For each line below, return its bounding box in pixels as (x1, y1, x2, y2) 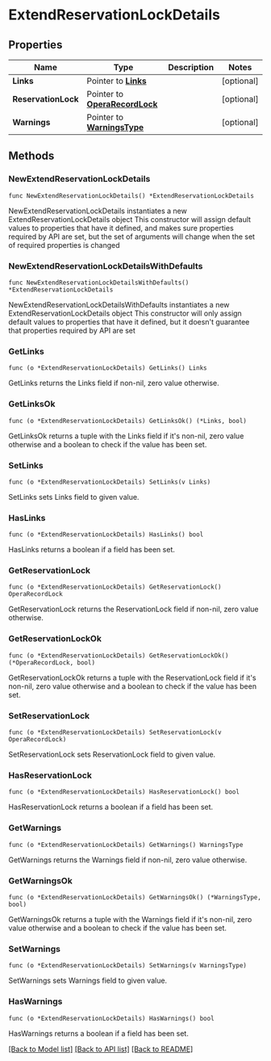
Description (168, 62, 215, 73)
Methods (8, 149, 55, 163)
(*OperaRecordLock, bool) (8, 658, 95, 667)
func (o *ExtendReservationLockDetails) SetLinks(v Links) (8, 478, 211, 486)
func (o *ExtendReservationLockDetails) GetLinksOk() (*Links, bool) (8, 417, 248, 425)
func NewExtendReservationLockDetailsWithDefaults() (8, 279, 190, 287)
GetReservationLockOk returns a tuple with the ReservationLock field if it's (8, 673, 256, 682)
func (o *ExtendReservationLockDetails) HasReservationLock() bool (8, 788, 240, 796)
